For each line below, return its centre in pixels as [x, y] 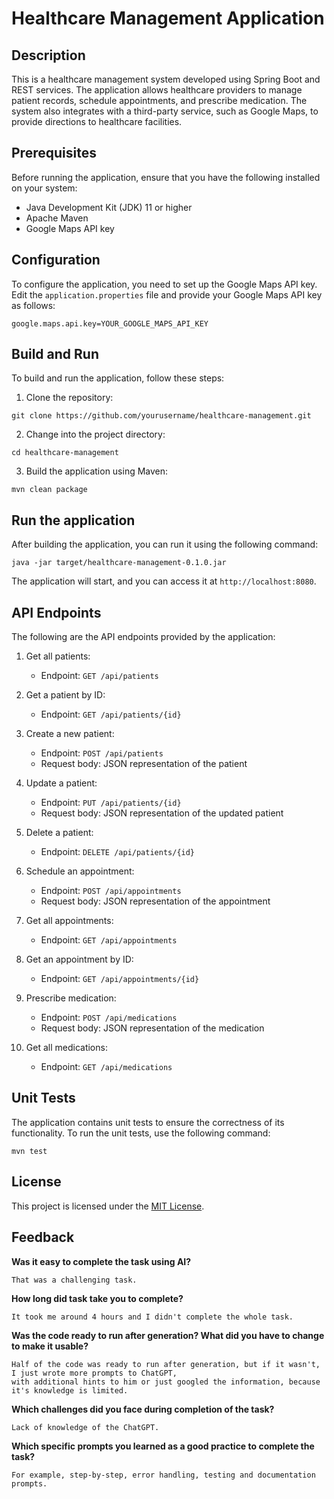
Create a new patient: [70, 734]
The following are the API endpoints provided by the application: [143, 637]
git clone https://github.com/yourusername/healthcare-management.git [161, 416]
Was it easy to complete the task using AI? [101, 1261]
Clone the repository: [69, 398]
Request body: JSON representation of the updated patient [162, 813]
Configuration [56, 260]
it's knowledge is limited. [70, 1390]
